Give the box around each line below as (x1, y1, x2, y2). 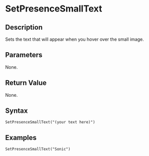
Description (5, 23, 43, 32)
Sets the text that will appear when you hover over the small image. (5, 36, 144, 42)
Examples (5, 133, 37, 142)
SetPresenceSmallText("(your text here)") (5, 120, 95, 125)
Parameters (5, 51, 43, 59)
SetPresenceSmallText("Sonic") (5, 146, 71, 152)
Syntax (5, 106, 28, 115)
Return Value (5, 79, 47, 87)
